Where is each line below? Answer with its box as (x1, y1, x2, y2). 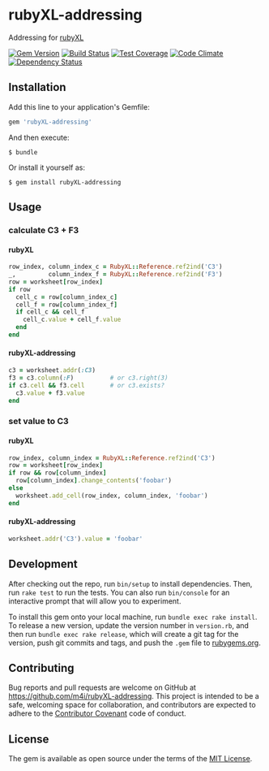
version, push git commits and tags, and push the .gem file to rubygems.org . (8, 638, 262, 648)
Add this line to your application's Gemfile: (8, 102, 150, 111)
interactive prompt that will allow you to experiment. (8, 596, 181, 606)
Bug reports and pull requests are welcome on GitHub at (8, 682, 197, 692)
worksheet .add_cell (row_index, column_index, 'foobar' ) (15, 492, 208, 500)
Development (8, 557, 79, 571)
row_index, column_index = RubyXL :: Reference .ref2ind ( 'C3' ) (8, 453, 216, 462)
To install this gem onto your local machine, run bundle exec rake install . (8, 612, 258, 622)
